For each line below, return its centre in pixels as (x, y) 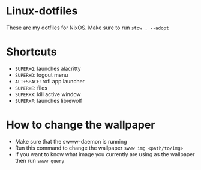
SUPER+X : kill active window (48, 94)
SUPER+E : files (31, 88)
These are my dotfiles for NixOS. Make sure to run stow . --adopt (88, 28)
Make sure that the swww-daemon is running (71, 141)
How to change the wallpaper (81, 125)
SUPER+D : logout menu (41, 75)
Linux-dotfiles (42, 11)
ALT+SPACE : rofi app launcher (50, 81)
